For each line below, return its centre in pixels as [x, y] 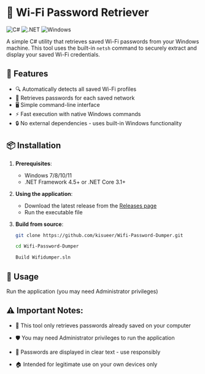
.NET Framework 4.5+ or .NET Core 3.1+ [75, 182]
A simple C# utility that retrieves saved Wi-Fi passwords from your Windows [103, 41]
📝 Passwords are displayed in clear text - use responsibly [88, 352]
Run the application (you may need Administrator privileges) [82, 291]
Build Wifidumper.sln [43, 257]
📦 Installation [34, 146]
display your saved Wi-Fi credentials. [53, 54]
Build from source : [39, 224]
